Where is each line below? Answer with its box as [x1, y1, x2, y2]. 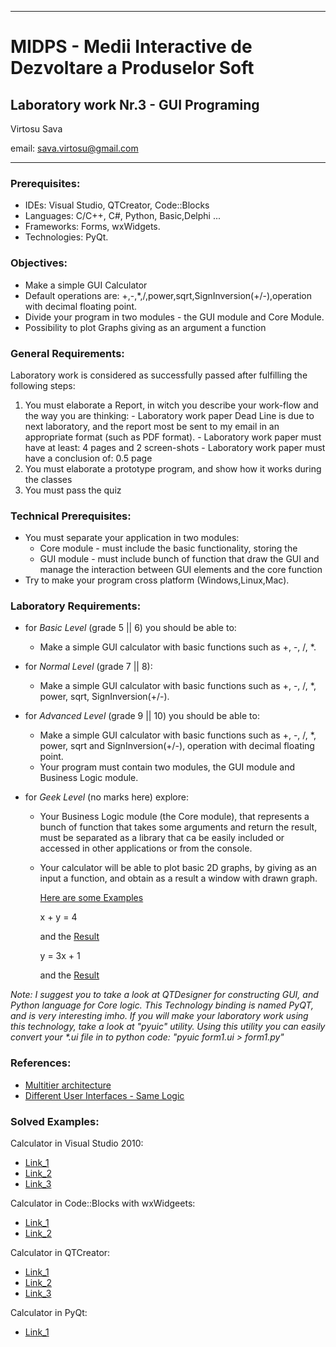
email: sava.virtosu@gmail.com [10, 142, 139, 154]
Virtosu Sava [10, 123, 63, 135]
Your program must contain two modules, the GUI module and [39, 761, 296, 773]
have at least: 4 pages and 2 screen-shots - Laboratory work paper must [24, 441, 326, 453]
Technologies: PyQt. [24, 231, 109, 243]
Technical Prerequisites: [10, 509, 132, 523]
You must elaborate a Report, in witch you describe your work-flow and [24, 399, 319, 411]
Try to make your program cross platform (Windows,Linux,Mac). [24, 574, 290, 586]
